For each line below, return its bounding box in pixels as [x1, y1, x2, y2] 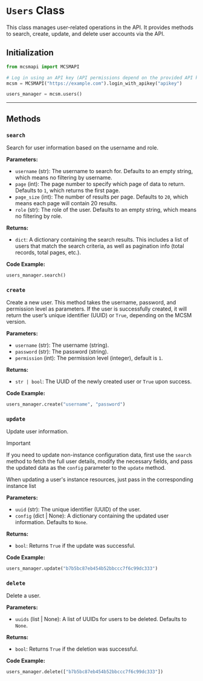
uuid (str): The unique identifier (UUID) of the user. [14, 506, 141, 513]
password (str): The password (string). [14, 348, 109, 355]
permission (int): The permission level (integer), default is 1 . [14, 355, 163, 362]
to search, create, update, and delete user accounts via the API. [6, 30, 165, 37]
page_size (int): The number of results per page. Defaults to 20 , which [14, 193, 188, 200]
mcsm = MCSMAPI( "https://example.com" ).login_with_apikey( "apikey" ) [6, 80, 182, 87]
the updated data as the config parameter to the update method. [6, 464, 166, 472]
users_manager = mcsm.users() [6, 91, 83, 97]
